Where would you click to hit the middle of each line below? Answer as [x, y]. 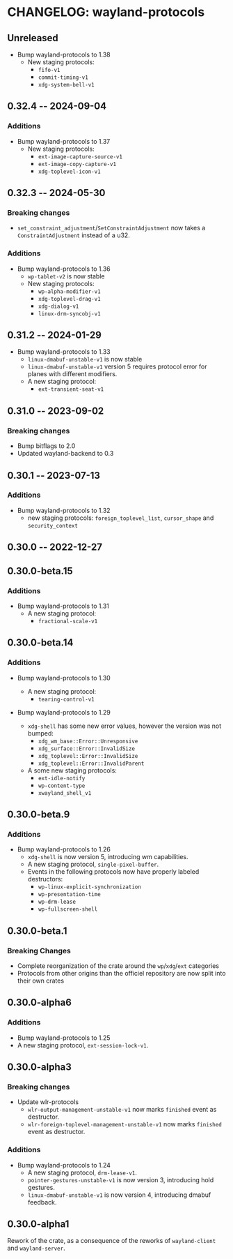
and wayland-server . [36, 1248]
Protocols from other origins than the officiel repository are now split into [121, 973]
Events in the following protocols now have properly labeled [113, 872]
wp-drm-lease [57, 902]
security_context [53, 526]
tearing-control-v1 [66, 699]
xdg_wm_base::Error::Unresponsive [88, 741]
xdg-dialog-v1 [58, 306]
